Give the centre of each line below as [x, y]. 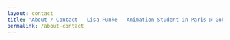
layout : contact [30, 13]
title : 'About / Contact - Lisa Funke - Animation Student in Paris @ [110, 20]
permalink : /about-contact [46, 26]
